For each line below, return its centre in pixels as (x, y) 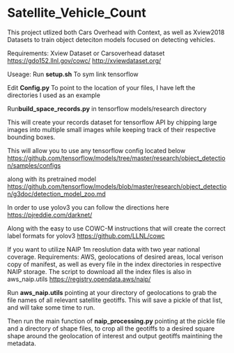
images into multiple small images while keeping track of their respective (111, 129)
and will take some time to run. (51, 307)
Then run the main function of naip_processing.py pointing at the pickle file (116, 321)
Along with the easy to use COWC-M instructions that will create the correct (117, 228)
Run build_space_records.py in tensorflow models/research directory (107, 108)
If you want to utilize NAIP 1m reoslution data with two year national (104, 249)
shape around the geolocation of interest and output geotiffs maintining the (115, 336)
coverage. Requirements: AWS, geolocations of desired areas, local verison (116, 257)
